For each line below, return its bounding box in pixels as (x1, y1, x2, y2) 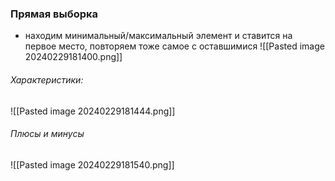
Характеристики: (10, 73, 84, 86)
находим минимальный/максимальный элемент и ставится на (24, 30, 293, 42)
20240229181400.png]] (24, 51, 123, 63)
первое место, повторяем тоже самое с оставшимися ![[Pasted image (24, 40, 325, 52)
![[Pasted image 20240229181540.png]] (10, 158, 175, 171)
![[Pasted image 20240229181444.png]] (10, 105, 176, 117)
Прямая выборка (10, 7, 99, 21)
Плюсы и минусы (10, 128, 85, 140)
